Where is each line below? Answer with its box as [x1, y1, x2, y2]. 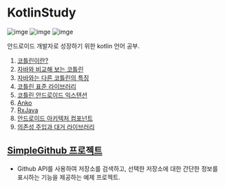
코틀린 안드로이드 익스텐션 [17, 91, 88, 99]
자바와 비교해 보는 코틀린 [17, 65, 84, 73]
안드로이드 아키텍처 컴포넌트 [17, 114, 94, 122]
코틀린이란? [17, 56, 49, 65]
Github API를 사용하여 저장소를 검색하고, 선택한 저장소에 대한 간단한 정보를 [17, 164, 218, 173]
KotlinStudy [7, 5, 76, 21]
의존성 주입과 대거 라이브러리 [17, 123, 95, 131]
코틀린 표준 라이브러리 [17, 82, 77, 90]
